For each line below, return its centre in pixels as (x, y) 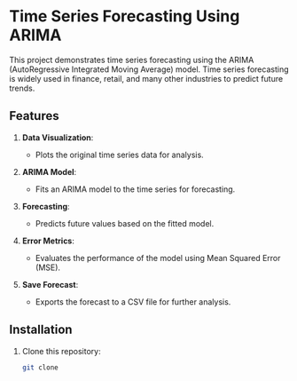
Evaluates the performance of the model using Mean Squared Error (158, 258)
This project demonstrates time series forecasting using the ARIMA (132, 60)
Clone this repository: (61, 351)
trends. (22, 88)
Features (34, 116)
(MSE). (47, 267)
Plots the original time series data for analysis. (119, 155)
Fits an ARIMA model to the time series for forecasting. (135, 189)
